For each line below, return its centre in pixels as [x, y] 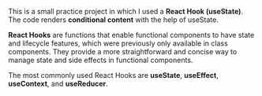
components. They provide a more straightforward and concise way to [123, 52]
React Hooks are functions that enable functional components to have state [131, 35]
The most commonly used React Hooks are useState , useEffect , [113, 75]
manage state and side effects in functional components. [101, 60]
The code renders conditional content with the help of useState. [113, 20]
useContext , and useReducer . [58, 83]
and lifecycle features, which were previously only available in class [118, 43]
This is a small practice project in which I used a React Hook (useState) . [125, 11]
